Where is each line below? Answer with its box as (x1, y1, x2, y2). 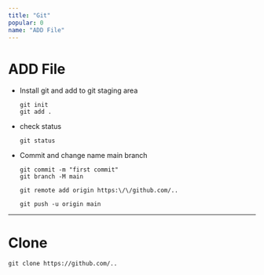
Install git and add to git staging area (19, 86, 138, 95)
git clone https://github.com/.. (8, 260, 118, 268)
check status (19, 122, 62, 131)
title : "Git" (8, 11, 51, 20)
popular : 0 (8, 19, 44, 27)
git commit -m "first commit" (19, 166, 119, 174)
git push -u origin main (19, 200, 101, 208)
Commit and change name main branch (19, 151, 148, 160)
